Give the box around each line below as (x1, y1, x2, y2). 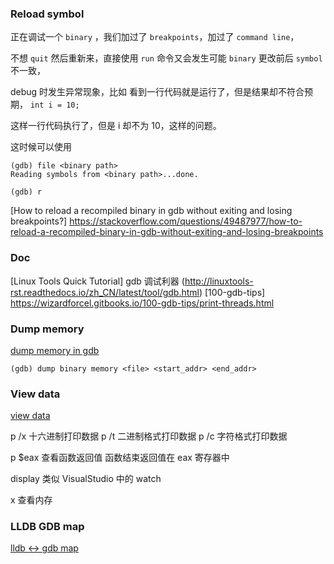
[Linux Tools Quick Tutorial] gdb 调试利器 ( (10, 275, 185, 287)
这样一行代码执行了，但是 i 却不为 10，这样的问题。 (10, 120, 222, 132)
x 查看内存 (10, 494, 53, 506)
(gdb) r (10, 187, 43, 197)
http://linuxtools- (184, 275, 254, 287)
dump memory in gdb (10, 344, 100, 356)
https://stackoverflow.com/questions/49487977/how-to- (69, 215, 303, 227)
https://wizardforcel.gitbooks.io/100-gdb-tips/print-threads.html (10, 297, 275, 309)
